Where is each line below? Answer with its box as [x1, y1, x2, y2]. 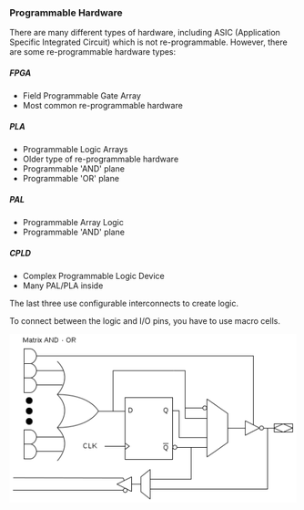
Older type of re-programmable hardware [22, 153, 179, 165]
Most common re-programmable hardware [22, 100, 184, 111]
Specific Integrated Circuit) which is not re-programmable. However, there [9, 36, 289, 47]
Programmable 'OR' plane [22, 173, 120, 184]
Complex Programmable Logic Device [22, 271, 166, 282]
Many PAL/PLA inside [22, 280, 104, 291]
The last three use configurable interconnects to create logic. [9, 298, 239, 309]
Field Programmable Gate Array [22, 90, 141, 101]
